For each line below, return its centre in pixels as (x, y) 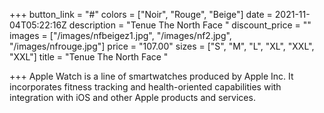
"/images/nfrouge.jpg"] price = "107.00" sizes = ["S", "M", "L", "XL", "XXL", (162, 46)
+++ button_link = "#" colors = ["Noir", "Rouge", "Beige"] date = (141, 14)
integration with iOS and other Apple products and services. (132, 97)
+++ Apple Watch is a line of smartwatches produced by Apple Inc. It (151, 76)
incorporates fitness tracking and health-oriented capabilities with (145, 87)
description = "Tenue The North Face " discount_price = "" (190, 25)
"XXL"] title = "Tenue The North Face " (89, 57)
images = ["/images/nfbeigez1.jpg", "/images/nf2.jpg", (120, 35)
